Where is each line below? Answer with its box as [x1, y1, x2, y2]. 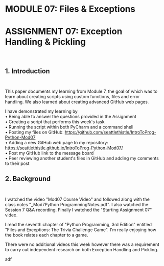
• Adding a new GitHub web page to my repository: [5, 139, 109, 145]
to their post [5, 160, 30, 166]
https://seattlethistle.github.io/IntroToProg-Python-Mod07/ [5, 145, 123, 151]
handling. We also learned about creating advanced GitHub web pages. [5, 99, 149, 105]
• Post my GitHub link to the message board [5, 150, 94, 156]
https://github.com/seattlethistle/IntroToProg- [64, 129, 157, 135]
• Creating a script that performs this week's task [5, 119, 105, 125]
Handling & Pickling [5, 36, 86, 48]
